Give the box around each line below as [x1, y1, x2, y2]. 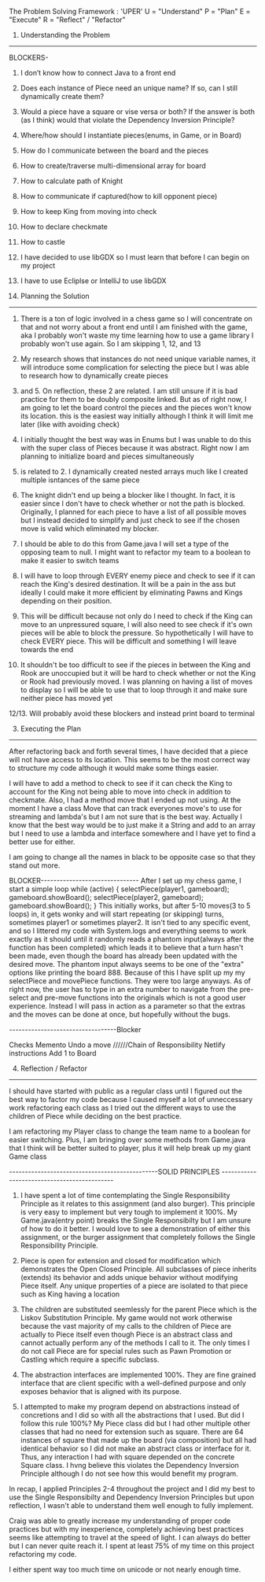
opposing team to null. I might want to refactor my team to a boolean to [20, 548, 251, 557]
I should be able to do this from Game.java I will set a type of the [20, 539, 229, 548]
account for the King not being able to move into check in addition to [9, 787, 231, 796]
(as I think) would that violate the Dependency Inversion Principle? [20, 116, 235, 124]
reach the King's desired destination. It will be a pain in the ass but [20, 580, 236, 588]
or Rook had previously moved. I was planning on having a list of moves [20, 677, 253, 686]
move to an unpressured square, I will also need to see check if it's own [20, 620, 252, 629]
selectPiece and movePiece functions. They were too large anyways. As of [9, 976, 251, 986]
